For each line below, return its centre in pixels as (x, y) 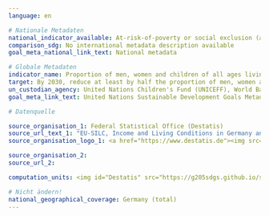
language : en (30, 16)
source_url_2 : (32, 163)
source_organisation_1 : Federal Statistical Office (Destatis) (116, 126)
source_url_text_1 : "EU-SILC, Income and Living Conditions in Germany (130, 133)
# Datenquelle (32, 112)
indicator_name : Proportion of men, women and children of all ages (125, 75)
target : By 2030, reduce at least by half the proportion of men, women (132, 82)
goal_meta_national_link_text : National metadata (93, 53)
